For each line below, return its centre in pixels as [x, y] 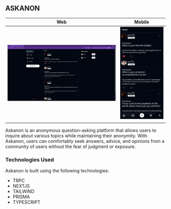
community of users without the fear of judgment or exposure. [70, 146]
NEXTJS [21, 186]
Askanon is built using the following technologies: [57, 171]
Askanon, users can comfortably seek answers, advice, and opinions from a [85, 141]
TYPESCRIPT [26, 202]
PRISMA [21, 197]
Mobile [141, 22]
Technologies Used [30, 160]
